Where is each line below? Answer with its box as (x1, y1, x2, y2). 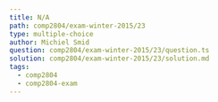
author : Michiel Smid (9, 37, 90, 47)
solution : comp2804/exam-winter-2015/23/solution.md (9, 54, 210, 63)
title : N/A (9, 12, 50, 22)
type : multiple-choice (9, 29, 94, 38)
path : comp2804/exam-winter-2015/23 (9, 21, 146, 30)
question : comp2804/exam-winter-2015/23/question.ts (9, 46, 210, 55)
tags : (9, 63, 29, 72)
